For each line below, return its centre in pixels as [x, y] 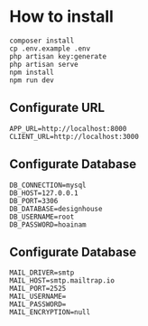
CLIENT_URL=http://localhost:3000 [74, 136]
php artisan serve [44, 64]
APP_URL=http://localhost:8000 [68, 128]
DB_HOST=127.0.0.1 [44, 193]
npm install [32, 72]
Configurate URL [57, 108]
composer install [42, 41]
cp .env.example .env [50, 48]
